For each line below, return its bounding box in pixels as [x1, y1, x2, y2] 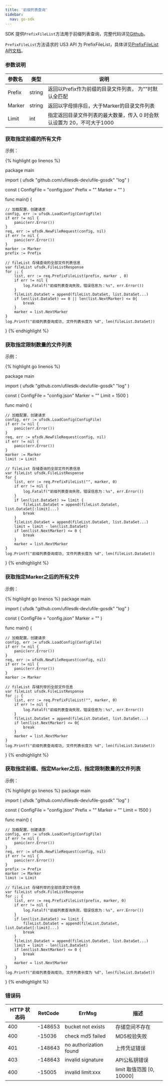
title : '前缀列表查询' [5, 7, 48, 12]
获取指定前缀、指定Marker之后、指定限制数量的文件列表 [5, 765, 141, 772]
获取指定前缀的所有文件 [5, 135, 61, 142]
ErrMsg [78, 1010, 97, 1017]
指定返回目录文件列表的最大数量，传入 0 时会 [47, 111, 154, 118]
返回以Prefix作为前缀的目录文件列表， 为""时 [47, 85, 153, 92]
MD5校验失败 [115, 1033, 147, 1040]
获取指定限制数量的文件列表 [5, 341, 72, 348]
